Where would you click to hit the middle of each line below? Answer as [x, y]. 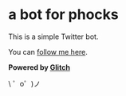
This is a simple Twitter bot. [53, 36]
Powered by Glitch [39, 67]
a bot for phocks [63, 15]
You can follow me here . [48, 52]
